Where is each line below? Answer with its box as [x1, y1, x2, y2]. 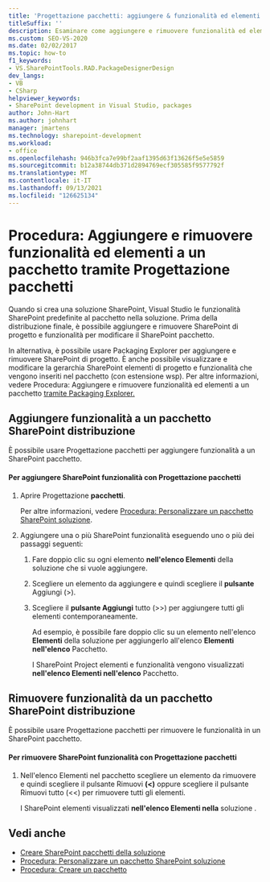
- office [8, 147, 38, 155]
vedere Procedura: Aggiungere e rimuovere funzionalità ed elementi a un [8, 379, 250, 389]
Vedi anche [8, 826, 67, 840]
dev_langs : [8, 72, 45, 80]
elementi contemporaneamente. [31, 611, 138, 621]
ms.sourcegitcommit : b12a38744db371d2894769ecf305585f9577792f [8, 162, 225, 170]
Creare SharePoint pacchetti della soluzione [19, 847, 166, 858]
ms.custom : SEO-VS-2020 [8, 34, 88, 43]
